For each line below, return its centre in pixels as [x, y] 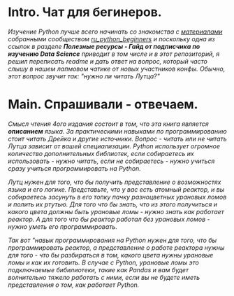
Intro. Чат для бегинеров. [85, 12]
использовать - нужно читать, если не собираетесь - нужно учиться [111, 161]
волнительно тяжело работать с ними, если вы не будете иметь [104, 277]
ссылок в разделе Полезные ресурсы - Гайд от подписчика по [104, 46]
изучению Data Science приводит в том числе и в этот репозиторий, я [114, 54]
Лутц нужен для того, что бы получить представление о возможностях [115, 182]
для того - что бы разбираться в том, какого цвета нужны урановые [111, 255]
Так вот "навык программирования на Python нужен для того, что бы [112, 240]
